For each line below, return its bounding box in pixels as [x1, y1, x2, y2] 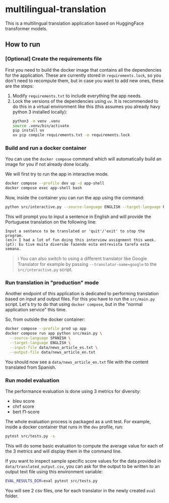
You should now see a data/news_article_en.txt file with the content [5, 359, 149, 365]
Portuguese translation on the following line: [5, 219, 97, 225]
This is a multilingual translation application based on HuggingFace [5, 20, 144, 26]
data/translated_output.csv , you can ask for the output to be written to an [5, 463, 160, 469]
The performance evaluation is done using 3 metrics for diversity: [5, 388, 141, 394]
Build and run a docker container [5, 145, 87, 152]
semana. [5, 246, 22, 252]
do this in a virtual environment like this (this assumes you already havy [12, 103, 160, 109]
